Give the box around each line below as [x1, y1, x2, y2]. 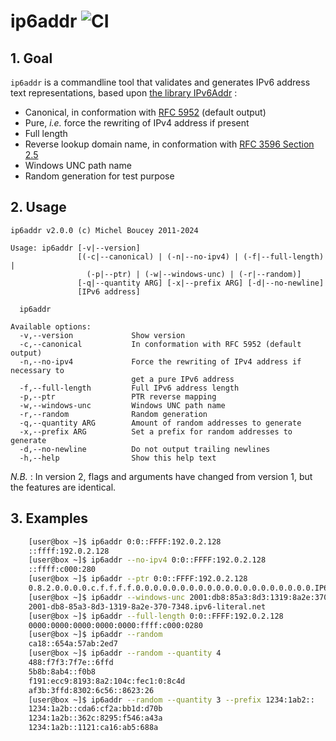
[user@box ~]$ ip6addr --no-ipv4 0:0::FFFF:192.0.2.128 [28, 555, 267, 565]
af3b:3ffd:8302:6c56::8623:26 [28, 685, 155, 695]
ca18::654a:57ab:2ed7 [28, 639, 118, 649]
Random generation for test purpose [24, 170, 175, 182]
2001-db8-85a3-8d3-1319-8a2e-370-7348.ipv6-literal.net [28, 601, 267, 612]
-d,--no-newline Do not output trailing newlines [19, 444, 271, 454]
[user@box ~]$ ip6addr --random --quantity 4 [28, 648, 222, 659]
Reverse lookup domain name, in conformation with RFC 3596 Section [24, 138, 315, 150]
